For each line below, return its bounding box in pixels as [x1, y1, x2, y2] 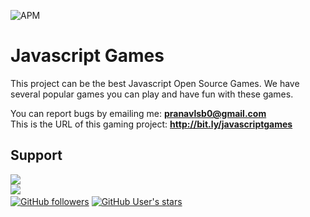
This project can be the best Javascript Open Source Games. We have [10, 77, 300, 89]
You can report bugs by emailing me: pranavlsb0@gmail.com [10, 107, 267, 119]
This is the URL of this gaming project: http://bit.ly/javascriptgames [10, 118, 293, 130]
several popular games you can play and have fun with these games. [10, 88, 294, 100]
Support [10, 147, 63, 164]
